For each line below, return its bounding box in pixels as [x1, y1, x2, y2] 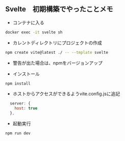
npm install [5, 81, 31, 86]
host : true [14, 106, 38, 111]
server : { [10, 101, 31, 106]
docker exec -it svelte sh [5, 30, 63, 35]
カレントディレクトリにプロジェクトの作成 [12, 39, 102, 46]
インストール [12, 71, 40, 77]
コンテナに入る [12, 19, 44, 26]
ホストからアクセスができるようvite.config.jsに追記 [12, 91, 120, 97]
